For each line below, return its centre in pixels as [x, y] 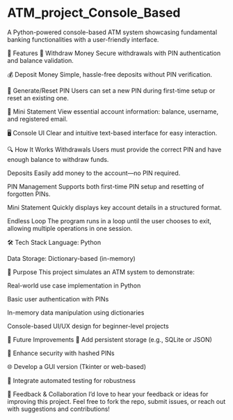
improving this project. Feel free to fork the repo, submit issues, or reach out [116, 401]
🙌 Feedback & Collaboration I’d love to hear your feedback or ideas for [108, 394]
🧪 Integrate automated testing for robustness [71, 380]
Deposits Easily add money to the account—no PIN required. [94, 173]
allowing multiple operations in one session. [70, 228]
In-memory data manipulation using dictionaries [76, 313]
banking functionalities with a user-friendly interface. [83, 39]
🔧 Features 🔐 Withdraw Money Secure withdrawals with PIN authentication [114, 53]
